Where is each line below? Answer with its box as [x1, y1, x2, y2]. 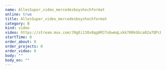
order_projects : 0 [5, 44, 43, 49]
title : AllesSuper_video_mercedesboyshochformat [5, 16, 107, 21]
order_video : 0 [5, 48, 37, 53]
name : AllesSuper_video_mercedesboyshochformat [5, 7, 105, 12]
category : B [5, 21, 30, 26]
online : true [5, 12, 32, 17]
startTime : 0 [5, 35, 32, 40]
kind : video [5, 26, 30, 31]
